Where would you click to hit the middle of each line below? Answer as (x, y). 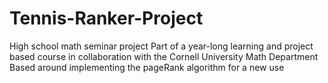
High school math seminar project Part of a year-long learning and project (161, 46)
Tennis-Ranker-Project (106, 18)
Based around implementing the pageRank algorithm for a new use (147, 67)
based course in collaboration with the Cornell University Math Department (164, 56)
